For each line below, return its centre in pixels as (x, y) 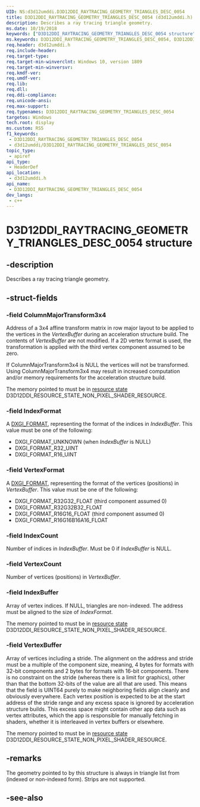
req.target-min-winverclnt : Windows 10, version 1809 (74, 62)
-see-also (25, 798)
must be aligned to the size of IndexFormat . (60, 612)
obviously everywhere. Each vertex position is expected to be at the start (96, 696)
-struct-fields (32, 298)
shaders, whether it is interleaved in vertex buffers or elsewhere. (85, 722)
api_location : (24, 173)
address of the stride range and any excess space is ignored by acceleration (100, 702)
